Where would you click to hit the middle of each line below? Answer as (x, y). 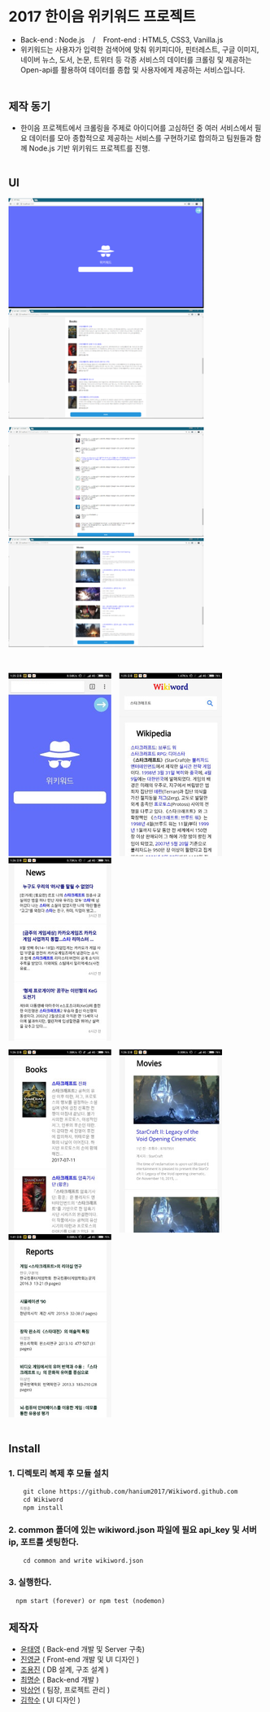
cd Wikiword (43, 1500)
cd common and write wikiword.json (83, 1561)
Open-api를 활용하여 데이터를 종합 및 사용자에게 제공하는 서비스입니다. (133, 69)
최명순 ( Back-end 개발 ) (59, 1679)
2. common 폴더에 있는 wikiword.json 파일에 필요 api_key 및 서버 (133, 1530)
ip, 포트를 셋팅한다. (44, 1542)
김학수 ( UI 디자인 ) (50, 1700)
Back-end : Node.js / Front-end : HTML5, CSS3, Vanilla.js (122, 39)
